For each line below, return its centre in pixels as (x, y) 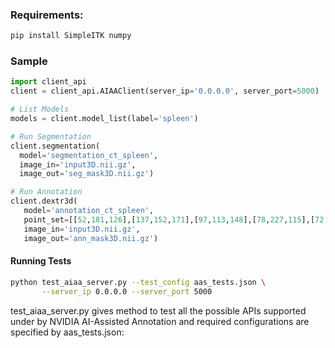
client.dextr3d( (44, 201)
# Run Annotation (46, 192)
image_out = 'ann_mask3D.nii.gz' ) (91, 238)
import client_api (48, 82)
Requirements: (47, 15)
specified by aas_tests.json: (67, 332)
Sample (29, 61)
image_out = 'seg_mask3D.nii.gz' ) (87, 174)
